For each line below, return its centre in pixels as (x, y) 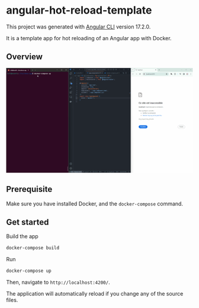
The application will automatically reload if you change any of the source (95, 294)
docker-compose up (29, 271)
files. (12, 300)
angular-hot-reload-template (79, 10)
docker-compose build (33, 248)
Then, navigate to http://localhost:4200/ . (58, 283)
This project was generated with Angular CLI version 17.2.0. (78, 27)
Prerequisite (29, 189)
